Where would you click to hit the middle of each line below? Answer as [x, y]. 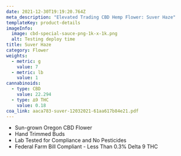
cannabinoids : [24, 84]
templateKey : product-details [43, 23]
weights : [17, 56]
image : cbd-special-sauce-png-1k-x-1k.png [64, 34]
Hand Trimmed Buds [40, 134]
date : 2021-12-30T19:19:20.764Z [46, 12]
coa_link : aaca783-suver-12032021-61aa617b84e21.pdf [72, 111]
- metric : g [26, 61]
